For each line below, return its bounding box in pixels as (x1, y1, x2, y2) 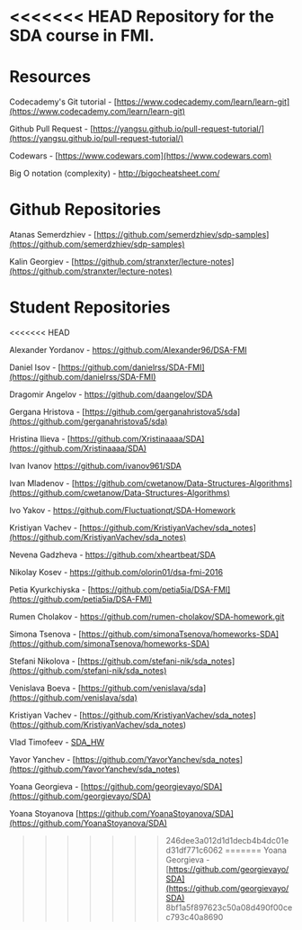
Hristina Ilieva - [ (9, 434, 71, 444)
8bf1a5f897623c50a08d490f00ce (165, 902, 293, 913)
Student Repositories (9, 297, 171, 318)
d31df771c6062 (165, 844, 223, 855)
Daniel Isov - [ (9, 362, 61, 373)
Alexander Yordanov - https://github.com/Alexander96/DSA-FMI (9, 345, 247, 355)
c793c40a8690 (165, 912, 224, 922)
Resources (9, 67, 92, 87)
